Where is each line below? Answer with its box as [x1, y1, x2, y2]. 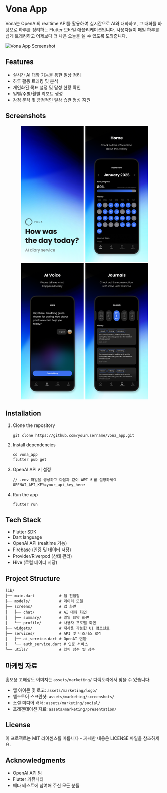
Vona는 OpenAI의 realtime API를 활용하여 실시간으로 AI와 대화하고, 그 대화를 [5, 20, 157, 26]
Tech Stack [5, 515, 41, 524]
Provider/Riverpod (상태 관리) [12, 553, 72, 559]
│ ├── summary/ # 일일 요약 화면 [5, 615, 90, 620]
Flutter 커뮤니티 [12, 776, 44, 782]
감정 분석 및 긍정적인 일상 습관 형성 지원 [12, 97, 91, 103]
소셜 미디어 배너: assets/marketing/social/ [12, 699, 101, 706]
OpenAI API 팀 [12, 770, 42, 776]
